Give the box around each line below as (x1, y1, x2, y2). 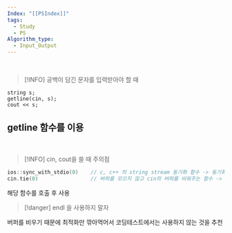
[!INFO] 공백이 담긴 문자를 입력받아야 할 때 (23, 75, 139, 84)
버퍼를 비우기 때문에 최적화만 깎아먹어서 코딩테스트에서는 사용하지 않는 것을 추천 (7, 218, 223, 226)
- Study (13, 23, 36, 30)
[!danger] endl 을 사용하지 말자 (23, 203, 109, 212)
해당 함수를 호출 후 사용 (7, 188, 70, 197)
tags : (7, 17, 23, 24)
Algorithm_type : (7, 36, 54, 43)
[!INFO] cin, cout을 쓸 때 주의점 (23, 155, 110, 163)
